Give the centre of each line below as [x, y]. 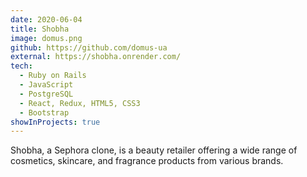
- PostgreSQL [46, 94]
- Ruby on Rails [53, 76]
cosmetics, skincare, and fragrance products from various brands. [147, 161]
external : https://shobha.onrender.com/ [96, 57]
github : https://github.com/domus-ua [89, 47]
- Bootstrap [44, 112]
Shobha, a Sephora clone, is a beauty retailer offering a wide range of [154, 150]
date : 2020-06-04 [46, 19]
